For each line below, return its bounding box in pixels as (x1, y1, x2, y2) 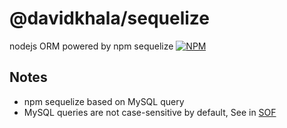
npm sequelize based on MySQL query (23, 95, 185, 107)
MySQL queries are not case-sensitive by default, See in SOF (23, 106, 277, 118)
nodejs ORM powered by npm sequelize (9, 40, 174, 52)
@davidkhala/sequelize (9, 7, 211, 30)
